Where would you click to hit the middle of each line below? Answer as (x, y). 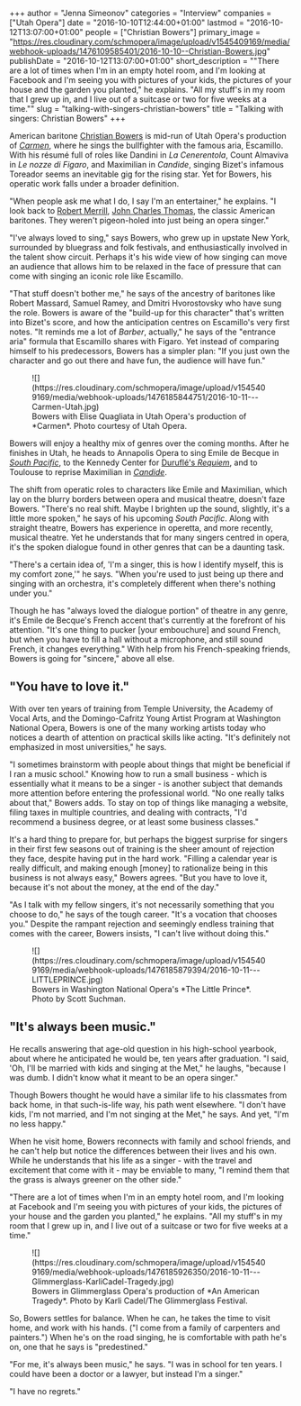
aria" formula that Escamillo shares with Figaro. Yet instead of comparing (145, 341)
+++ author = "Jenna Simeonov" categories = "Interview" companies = (141, 13)
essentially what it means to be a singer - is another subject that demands (146, 783)
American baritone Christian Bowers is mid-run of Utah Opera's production (148, 136)
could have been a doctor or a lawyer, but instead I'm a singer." (126, 1374)
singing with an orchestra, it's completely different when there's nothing (142, 584)
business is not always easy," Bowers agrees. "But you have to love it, (138, 877)
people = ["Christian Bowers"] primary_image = (173, 32)
